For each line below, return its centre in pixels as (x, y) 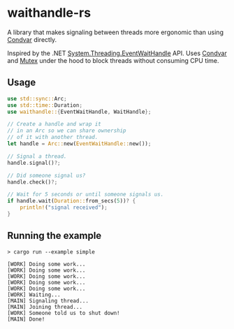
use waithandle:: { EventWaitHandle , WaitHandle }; (79, 112)
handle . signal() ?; (34, 163)
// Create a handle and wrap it (54, 124)
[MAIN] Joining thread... (45, 307)
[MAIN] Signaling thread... (48, 301)
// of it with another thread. (53, 138)
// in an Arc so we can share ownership (67, 131)
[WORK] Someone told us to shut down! (64, 313)
